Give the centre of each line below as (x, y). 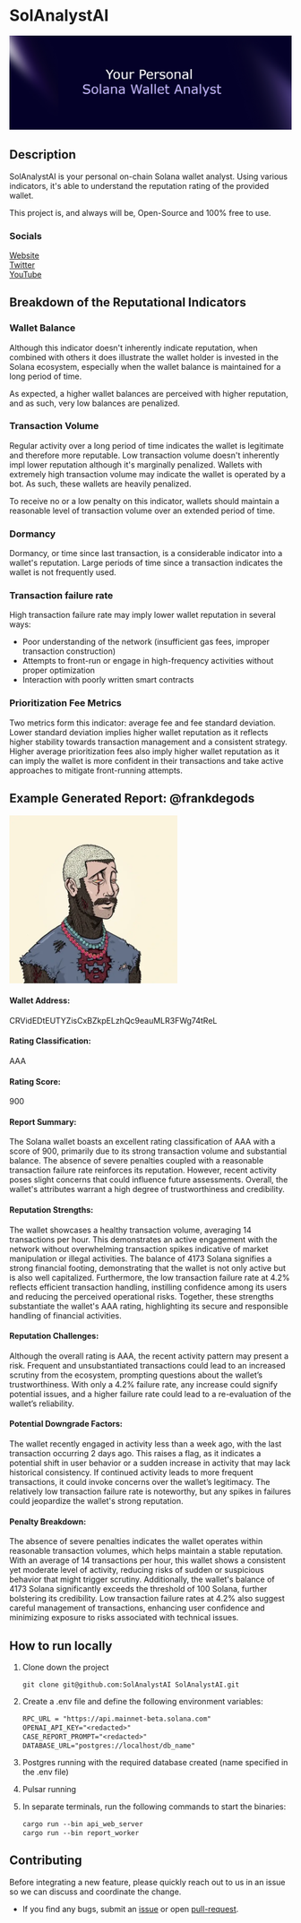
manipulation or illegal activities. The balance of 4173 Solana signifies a (141, 1258)
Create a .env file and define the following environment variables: (142, 1701)
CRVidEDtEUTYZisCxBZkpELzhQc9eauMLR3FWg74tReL (113, 1020)
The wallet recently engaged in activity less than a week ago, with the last (146, 1444)
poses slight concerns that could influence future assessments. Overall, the (149, 1180)
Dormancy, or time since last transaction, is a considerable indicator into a (146, 554)
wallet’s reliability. (42, 1404)
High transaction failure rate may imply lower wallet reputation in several (142, 615)
